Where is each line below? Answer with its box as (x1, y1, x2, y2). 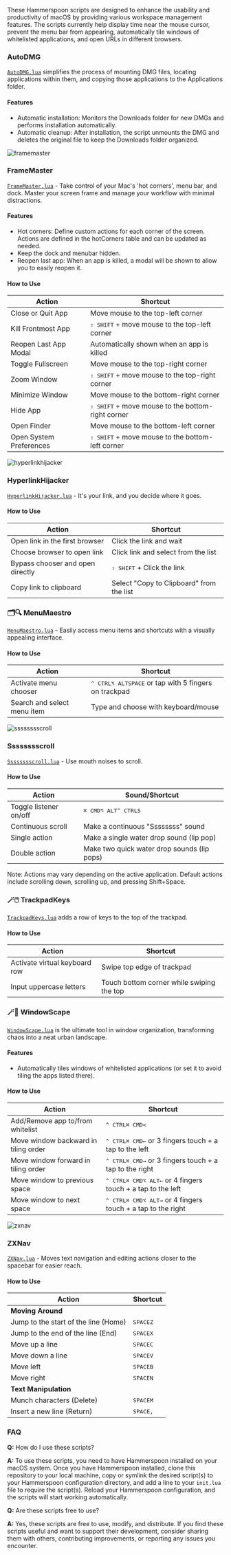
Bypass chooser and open (10, 558, 96, 568)
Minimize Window (10, 390, 69, 400)
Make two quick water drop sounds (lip (83, 844, 210, 853)
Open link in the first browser (10, 536, 104, 545)
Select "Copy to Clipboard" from (111, 578, 217, 587)
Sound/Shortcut (124, 790, 179, 800)
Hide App (10, 406, 41, 415)
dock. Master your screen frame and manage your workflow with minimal (7, 188, 214, 197)
